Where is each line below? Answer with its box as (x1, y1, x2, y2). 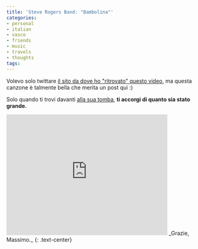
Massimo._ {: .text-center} (6, 236, 72, 243)
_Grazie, (168, 229, 189, 237)
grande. (6, 102, 28, 109)
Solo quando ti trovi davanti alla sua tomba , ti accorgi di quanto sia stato (6, 96, 191, 103)
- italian (6, 26, 32, 33)
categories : (6, 15, 37, 21)
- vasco (6, 32, 26, 38)
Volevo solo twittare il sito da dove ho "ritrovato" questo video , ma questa (6, 77, 192, 85)
